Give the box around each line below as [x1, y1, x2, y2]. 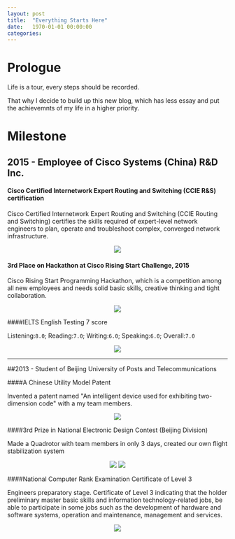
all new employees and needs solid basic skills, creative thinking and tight [7, 284, 220, 292]
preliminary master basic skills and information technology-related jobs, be [7, 496, 223, 504]
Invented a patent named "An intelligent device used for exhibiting [7, 392, 197, 401]
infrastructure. [7, 231, 49, 240]
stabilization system [7, 447, 65, 455]
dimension [7, 399, 38, 408]
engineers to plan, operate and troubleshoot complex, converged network [7, 224, 220, 233]
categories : [7, 29, 42, 37]
